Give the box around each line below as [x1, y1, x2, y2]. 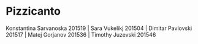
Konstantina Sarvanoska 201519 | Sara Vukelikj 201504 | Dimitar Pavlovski [6, 24, 192, 32]
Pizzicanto [6, 4, 61, 18]
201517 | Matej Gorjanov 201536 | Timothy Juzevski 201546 [6, 31, 156, 38]
